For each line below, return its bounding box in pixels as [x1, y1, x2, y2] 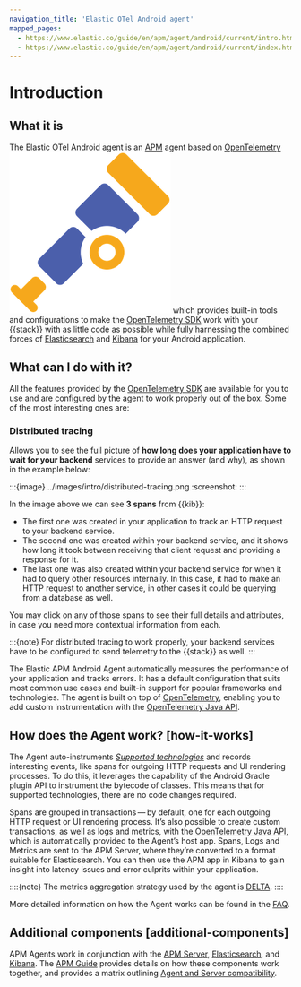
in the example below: [9, 464, 90, 475]
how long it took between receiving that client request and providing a [21, 545, 281, 556]
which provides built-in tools [172, 305, 278, 316]
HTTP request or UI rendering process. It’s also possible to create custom [9, 817, 280, 827]
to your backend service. [21, 525, 115, 537]
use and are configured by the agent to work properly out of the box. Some [9, 393, 287, 403]
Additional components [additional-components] [9, 924, 289, 940]
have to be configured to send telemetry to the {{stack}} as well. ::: [9, 646, 255, 657]
